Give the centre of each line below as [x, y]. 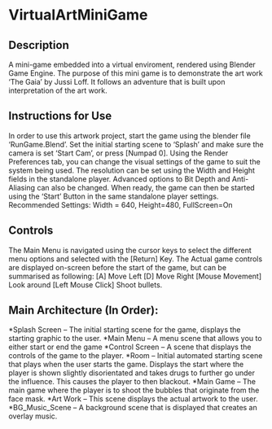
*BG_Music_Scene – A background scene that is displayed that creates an [133, 408]
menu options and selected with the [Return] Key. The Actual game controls [136, 259]
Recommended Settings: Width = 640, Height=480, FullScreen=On [121, 204]
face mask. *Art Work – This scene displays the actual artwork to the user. [133, 399]
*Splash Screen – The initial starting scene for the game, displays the [125, 330]
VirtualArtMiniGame [78, 15]
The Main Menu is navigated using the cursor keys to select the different [130, 250]
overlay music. [33, 416]
